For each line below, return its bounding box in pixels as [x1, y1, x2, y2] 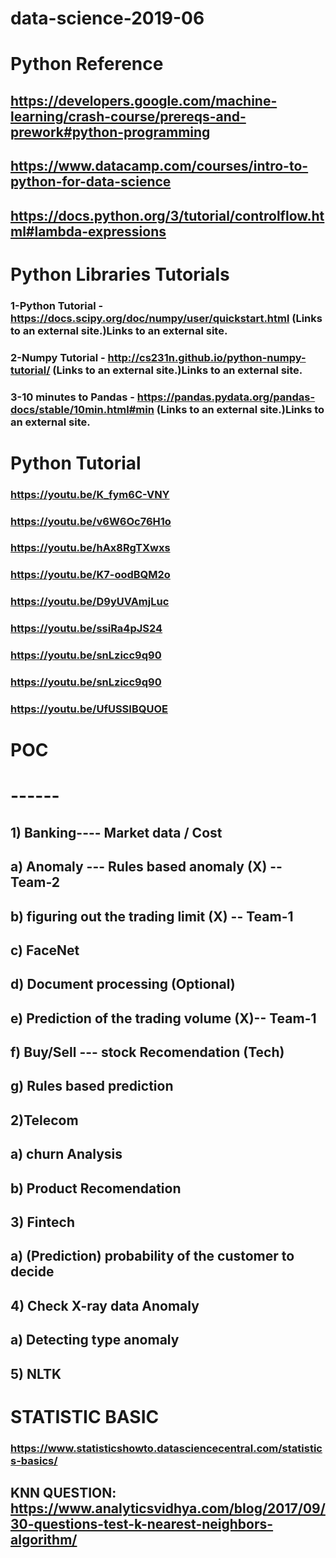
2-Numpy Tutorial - [10, 350, 106, 364]
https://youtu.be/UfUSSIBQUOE [10, 702, 168, 716]
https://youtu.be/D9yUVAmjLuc [10, 595, 170, 609]
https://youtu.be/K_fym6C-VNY [10, 487, 170, 501]
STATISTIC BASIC [10, 1405, 160, 1428]
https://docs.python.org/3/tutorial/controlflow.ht [10, 207, 325, 224]
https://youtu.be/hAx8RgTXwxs [10, 541, 171, 555]
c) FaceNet [10, 942, 80, 959]
